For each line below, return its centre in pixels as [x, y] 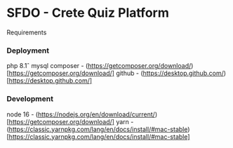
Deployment [28, 51]
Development [30, 99]
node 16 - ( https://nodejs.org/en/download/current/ [81, 114]
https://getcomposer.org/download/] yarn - [71, 121]
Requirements [27, 32]
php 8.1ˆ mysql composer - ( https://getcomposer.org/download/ [99, 66]
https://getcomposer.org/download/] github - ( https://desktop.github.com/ [116, 73]
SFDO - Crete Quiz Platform [88, 13]
